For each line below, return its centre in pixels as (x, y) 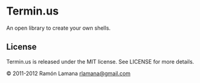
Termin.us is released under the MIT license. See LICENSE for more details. (100, 61)
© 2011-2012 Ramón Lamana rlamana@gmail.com (68, 73)
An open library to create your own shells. (58, 28)
